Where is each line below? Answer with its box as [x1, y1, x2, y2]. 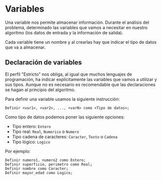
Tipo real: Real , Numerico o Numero [12, 129, 79, 134]
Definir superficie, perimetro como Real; [5, 162, 92, 167]
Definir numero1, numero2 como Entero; [5, 158, 86, 163]
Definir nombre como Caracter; [5, 166, 69, 171]
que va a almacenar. [5, 44, 46, 50]
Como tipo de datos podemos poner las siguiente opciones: [5, 114, 125, 120]
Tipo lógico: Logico [12, 139, 51, 145]
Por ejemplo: [5, 148, 31, 154]
